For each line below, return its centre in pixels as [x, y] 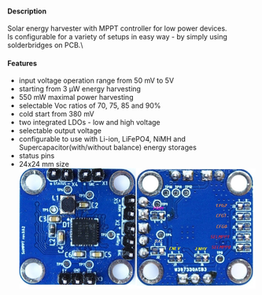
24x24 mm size [44, 164]
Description [27, 11]
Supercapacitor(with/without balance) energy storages [108, 147]
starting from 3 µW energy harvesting [79, 89]
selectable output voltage [60, 131]
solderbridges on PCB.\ [45, 45]
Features [22, 63]
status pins [37, 156]
